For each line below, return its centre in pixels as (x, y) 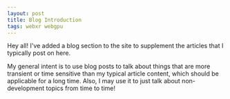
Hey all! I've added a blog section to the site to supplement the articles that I (115, 46)
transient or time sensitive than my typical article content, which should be (113, 74)
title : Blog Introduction (44, 20)
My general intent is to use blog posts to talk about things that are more (109, 67)
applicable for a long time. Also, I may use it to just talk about (94, 81)
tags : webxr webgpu (35, 26)
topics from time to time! (81, 88)
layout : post (26, 13)
